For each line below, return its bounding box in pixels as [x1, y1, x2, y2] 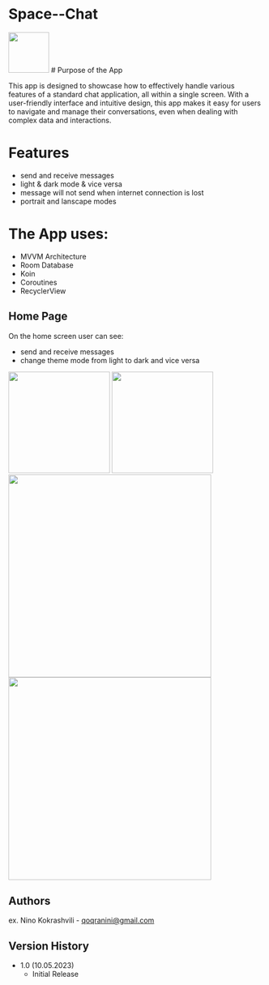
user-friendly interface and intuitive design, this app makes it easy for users [8, 98, 262, 108]
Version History [8, 939, 89, 953]
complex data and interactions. [8, 115, 112, 125]
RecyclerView [19, 285, 66, 296]
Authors [8, 894, 51, 908]
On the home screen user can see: [8, 331, 124, 340]
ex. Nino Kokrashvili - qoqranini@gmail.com [8, 915, 155, 925]
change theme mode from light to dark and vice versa [19, 355, 200, 365]
